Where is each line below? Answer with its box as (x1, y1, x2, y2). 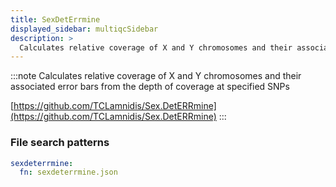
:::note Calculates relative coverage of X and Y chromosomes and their (10, 70, 302, 82)
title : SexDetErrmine (10, 14, 101, 25)
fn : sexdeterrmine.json (19, 167, 118, 178)
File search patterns (10, 136, 110, 150)
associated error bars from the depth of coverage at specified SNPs (10, 81, 290, 93)
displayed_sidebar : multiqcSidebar (10, 24, 159, 34)
